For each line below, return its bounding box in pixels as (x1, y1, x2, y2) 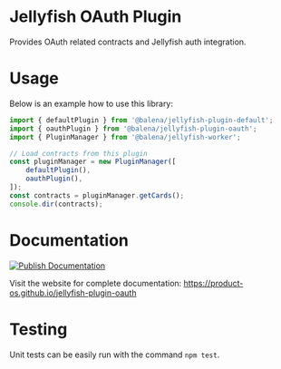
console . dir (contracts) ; (9, 199, 103, 209)
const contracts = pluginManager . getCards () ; (9, 190, 184, 200)
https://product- (183, 277, 244, 288)
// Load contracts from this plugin (9, 149, 148, 158)
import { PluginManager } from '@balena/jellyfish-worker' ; (9, 132, 242, 141)
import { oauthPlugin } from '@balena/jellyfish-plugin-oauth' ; (9, 124, 257, 133)
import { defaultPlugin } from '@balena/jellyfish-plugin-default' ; (9, 115, 274, 124)
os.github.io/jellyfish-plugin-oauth (9, 287, 137, 298)
